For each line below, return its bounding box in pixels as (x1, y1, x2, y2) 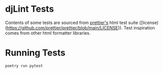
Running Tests (5, 48, 66, 58)
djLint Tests (5, 3, 54, 15)
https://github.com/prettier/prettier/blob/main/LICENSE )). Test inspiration (6, 24, 155, 30)
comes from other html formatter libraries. (5, 30, 91, 36)
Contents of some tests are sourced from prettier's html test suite (5, 20, 138, 25)
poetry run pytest (5, 63, 43, 68)
